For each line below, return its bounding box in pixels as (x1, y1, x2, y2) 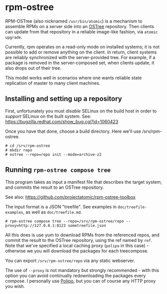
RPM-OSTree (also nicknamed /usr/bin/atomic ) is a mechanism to (5, 18, 142, 24)
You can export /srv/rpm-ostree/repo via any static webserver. (5, 257, 135, 263)
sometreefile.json (67, 223, 106, 228)
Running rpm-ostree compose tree (5, 166, 111, 174)
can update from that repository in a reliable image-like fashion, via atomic (5, 29, 158, 35)
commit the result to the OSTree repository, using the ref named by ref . (5, 237, 152, 243)
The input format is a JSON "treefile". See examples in (5, 203, 117, 209)
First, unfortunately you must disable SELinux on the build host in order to (5, 108, 157, 114)
